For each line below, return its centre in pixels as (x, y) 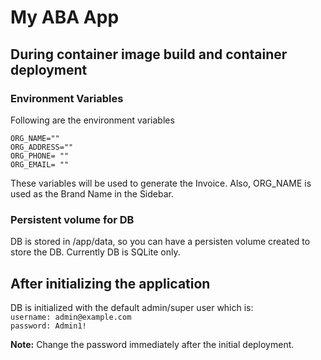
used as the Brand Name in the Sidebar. (92, 193)
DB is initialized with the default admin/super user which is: (132, 307)
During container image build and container (149, 54)
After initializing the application (110, 283)
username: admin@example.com (71, 317)
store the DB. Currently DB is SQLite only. (95, 252)
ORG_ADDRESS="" (42, 147)
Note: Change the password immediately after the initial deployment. (152, 344)
